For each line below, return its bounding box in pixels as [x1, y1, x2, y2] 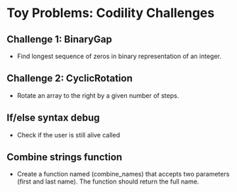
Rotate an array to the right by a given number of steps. [16, 91, 180, 100]
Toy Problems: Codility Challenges [6, 5, 215, 21]
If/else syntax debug [6, 112, 100, 124]
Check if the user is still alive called [16, 130, 121, 139]
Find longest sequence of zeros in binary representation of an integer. [16, 52, 221, 60]
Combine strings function [6, 151, 123, 164]
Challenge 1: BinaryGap [6, 33, 113, 45]
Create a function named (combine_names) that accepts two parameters [16, 170, 230, 179]
